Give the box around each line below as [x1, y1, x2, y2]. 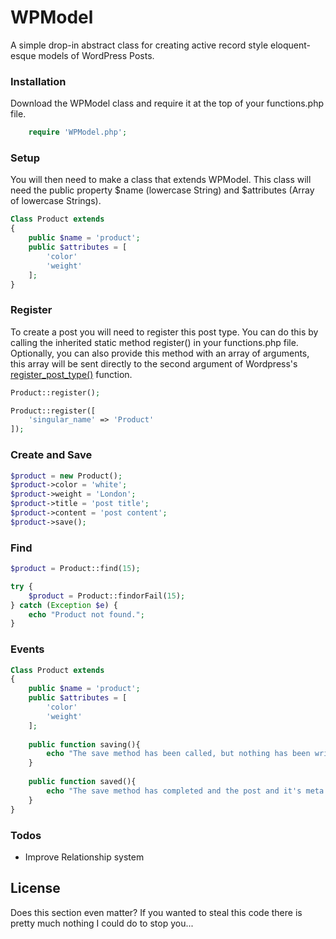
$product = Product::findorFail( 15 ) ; [28, 591, 186, 601]
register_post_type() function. [10, 368, 133, 380]
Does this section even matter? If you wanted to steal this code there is [10, 906, 303, 918]
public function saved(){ [28, 777, 137, 787]
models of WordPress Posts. [38, 49, 155, 61]
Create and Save [10, 448, 93, 462]
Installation [10, 74, 67, 88]
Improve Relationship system [24, 851, 145, 863]
